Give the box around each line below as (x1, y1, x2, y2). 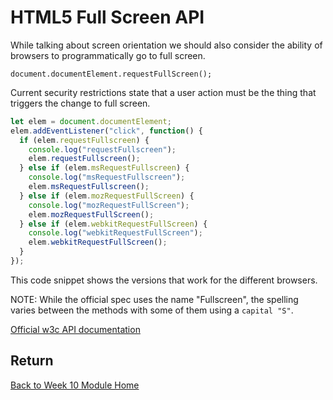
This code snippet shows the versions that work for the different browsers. (10, 274, 318, 286)
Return (10, 352, 54, 370)
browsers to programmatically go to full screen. (10, 49, 206, 61)
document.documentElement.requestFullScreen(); (10, 69, 213, 79)
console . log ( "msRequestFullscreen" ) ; (28, 172, 186, 183)
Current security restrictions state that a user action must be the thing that (10, 86, 317, 98)
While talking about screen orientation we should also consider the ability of (10, 39, 323, 51)
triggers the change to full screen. (10, 97, 151, 109)
